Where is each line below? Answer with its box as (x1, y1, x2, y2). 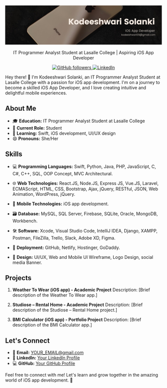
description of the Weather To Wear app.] (12, 292, 98, 298)
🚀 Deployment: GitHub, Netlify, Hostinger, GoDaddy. (12, 244, 120, 250)
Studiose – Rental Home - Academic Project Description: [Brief (12, 302, 143, 308)
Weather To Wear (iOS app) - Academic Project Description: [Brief (12, 287, 150, 293)
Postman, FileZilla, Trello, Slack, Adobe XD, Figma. (12, 234, 116, 241)
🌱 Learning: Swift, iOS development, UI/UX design (12, 130, 116, 136)
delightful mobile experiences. (5, 90, 67, 96)
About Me (5, 104, 36, 113)
